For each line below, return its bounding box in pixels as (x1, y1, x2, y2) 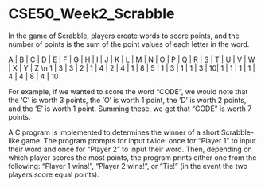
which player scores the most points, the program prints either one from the (8, 152, 257, 162)
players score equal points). (8, 170, 99, 179)
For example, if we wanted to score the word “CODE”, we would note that (8, 86, 248, 96)
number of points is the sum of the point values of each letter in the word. (8, 39, 250, 48)
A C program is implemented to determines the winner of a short (8, 128, 220, 137)
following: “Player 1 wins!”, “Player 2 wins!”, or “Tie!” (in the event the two (8, 161, 248, 170)
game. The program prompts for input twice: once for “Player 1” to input (21, 135, 257, 145)
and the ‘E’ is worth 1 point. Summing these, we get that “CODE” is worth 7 (8, 104, 252, 113)
